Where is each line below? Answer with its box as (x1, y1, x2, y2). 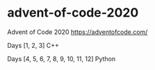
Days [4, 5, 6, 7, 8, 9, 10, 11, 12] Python (7, 54, 116, 63)
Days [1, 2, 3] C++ (7, 41, 59, 49)
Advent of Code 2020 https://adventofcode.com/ (7, 28, 148, 36)
